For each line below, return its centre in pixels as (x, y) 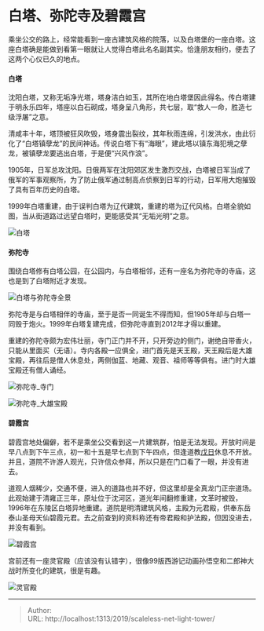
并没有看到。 (29, 527)
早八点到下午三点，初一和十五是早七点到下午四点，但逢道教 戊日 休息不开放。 (132, 451)
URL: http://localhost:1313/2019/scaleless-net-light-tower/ (121, 618)
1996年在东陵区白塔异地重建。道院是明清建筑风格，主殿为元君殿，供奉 (123, 508)
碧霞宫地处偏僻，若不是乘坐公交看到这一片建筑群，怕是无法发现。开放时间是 (132, 442)
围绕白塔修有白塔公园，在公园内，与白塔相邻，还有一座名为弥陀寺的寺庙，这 (132, 271)
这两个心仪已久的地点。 (46, 59)
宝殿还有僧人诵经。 (39, 370)
